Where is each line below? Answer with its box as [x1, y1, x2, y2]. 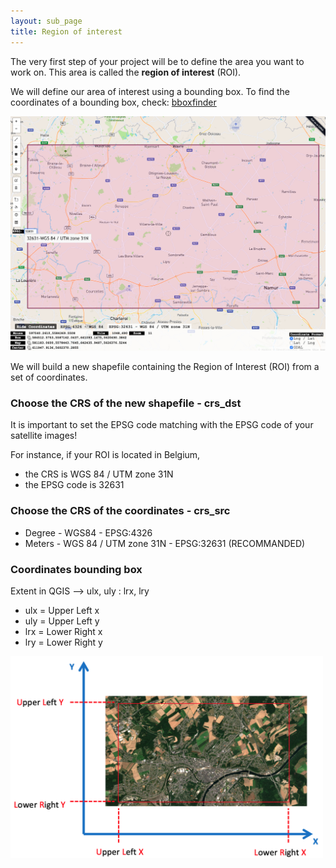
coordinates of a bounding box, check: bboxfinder [10, 96, 217, 108]
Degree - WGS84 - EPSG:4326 [24, 526, 153, 539]
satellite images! [10, 430, 78, 442]
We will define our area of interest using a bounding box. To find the [10, 85, 291, 97]
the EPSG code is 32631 [24, 479, 125, 491]
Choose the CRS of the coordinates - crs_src [10, 504, 231, 518]
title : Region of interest [10, 26, 123, 37]
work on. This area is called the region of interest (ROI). [10, 66, 242, 78]
